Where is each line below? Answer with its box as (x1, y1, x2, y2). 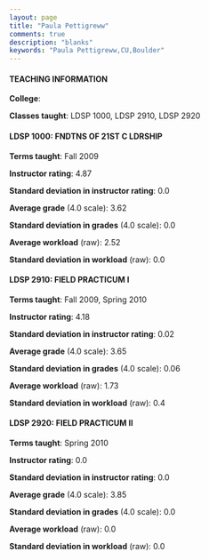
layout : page (9, 12, 58, 22)
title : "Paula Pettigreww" (9, 21, 109, 30)
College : (9, 93, 42, 104)
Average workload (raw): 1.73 (9, 380, 119, 391)
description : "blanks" (9, 37, 93, 47)
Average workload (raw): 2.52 (9, 236, 121, 247)
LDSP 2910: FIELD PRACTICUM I (9, 275, 130, 285)
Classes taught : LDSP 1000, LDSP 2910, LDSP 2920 (9, 110, 201, 121)
